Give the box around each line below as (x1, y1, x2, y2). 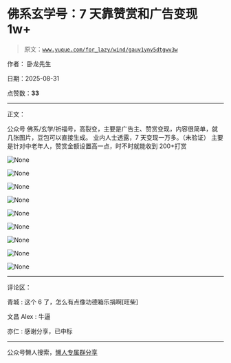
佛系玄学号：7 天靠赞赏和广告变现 (7, 6, 198, 22)
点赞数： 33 (7, 89, 40, 97)
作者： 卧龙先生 (7, 59, 52, 68)
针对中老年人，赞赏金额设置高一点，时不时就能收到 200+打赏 (12, 142, 187, 150)
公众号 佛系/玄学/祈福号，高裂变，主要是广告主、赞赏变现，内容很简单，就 (7, 125, 219, 133)
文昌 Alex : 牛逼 (7, 312, 51, 320)
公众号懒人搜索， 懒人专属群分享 (7, 348, 98, 356)
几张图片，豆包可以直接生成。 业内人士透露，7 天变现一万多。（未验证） (7, 133, 210, 141)
